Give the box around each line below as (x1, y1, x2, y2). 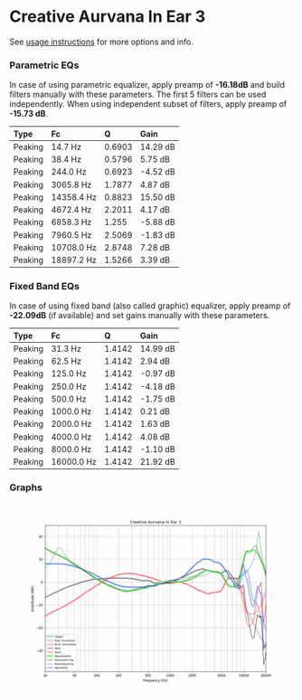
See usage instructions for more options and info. (9, 36, 194, 47)
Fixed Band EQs (9, 279, 80, 292)
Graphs (9, 481, 42, 494)
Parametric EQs (9, 59, 80, 71)
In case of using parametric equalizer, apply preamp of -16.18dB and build (9, 80, 286, 90)
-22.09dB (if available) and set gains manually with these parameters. (9, 310, 270, 321)
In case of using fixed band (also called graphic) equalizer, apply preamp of (9, 300, 291, 311)
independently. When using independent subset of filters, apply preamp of (9, 99, 288, 109)
